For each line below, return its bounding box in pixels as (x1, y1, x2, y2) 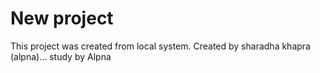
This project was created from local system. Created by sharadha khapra (10, 40, 311, 52)
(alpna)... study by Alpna (10, 50, 112, 62)
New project (10, 7, 114, 30)
